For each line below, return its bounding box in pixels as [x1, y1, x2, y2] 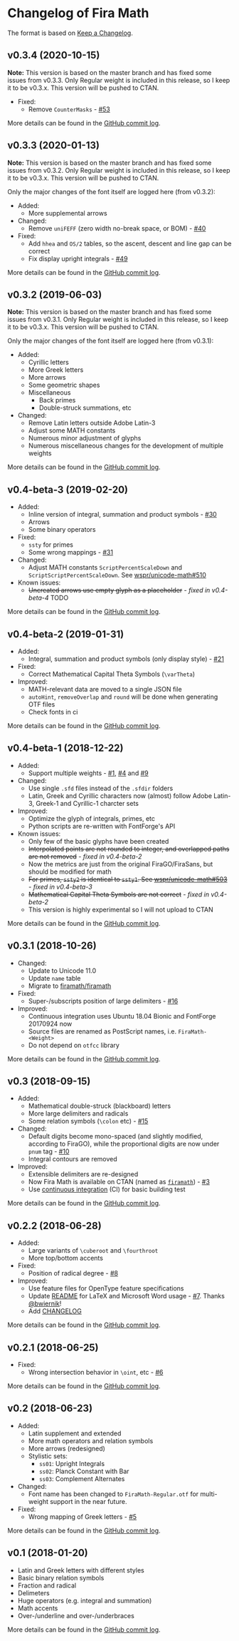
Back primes [38, 396, 76, 405]
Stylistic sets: [28, 1451, 68, 1460]
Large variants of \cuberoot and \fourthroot [28, 1246, 159, 1255]
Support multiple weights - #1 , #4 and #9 [28, 769, 149, 777]
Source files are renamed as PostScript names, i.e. [28, 1026, 176, 1036]
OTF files [28, 700, 55, 708]
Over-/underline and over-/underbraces [17, 1611, 135, 1620]
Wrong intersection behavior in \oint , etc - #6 [28, 1368, 164, 1377]
